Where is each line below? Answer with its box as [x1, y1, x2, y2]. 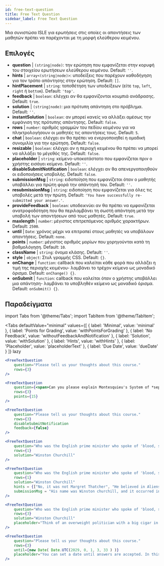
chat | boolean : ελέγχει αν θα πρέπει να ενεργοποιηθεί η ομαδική [12, 135, 145, 141]
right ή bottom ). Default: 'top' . [12, 88, 75, 94]
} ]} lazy [5, 349, 21, 354]
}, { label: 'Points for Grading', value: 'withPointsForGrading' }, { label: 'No [5, 328, 153, 333]
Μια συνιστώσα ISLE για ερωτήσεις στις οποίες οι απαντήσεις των [5, 30, 141, 36]
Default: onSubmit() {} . [12, 286, 60, 292]
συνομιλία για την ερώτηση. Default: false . [12, 140, 100, 146]
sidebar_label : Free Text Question [5, 16, 78, 21]
